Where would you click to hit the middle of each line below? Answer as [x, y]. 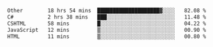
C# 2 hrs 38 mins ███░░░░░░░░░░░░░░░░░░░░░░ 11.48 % [107, 17]
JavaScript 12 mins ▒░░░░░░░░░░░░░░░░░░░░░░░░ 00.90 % [107, 30]
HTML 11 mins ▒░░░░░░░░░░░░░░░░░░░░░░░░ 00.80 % [107, 36]
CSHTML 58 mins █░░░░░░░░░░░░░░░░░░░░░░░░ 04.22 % [107, 23]
